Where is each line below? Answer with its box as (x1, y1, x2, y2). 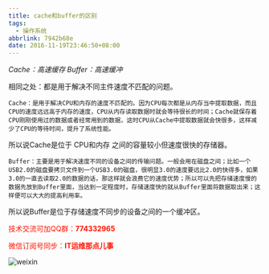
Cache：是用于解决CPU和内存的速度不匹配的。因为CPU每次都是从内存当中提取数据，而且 (8, 100, 257, 108)
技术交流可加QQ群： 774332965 (8, 224, 116, 234)
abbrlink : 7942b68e (8, 34, 74, 43)
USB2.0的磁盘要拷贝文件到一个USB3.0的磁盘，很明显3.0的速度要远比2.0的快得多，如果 (8, 166, 259, 174)
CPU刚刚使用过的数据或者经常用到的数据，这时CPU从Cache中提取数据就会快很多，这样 (8, 117, 251, 125)
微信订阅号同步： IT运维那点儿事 (8, 241, 114, 251)
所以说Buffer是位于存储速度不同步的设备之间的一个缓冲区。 (8, 207, 205, 217)
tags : (8, 19, 26, 27)
